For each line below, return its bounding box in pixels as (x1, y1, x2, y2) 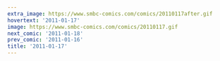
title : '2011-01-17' (7, 43, 68, 50)
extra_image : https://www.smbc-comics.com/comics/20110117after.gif (7, 10, 213, 18)
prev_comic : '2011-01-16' (7, 36, 83, 43)
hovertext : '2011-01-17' (7, 17, 80, 24)
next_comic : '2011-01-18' (7, 29, 83, 37)
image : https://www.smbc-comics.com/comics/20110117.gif (7, 23, 178, 30)
